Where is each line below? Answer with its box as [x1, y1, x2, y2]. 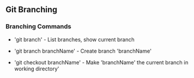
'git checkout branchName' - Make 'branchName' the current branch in [14, 58, 189, 66]
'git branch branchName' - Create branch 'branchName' [14, 47, 152, 54]
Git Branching [5, 5, 58, 15]
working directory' [14, 65, 60, 72]
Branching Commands [5, 22, 72, 31]
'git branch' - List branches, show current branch [14, 35, 135, 43]
